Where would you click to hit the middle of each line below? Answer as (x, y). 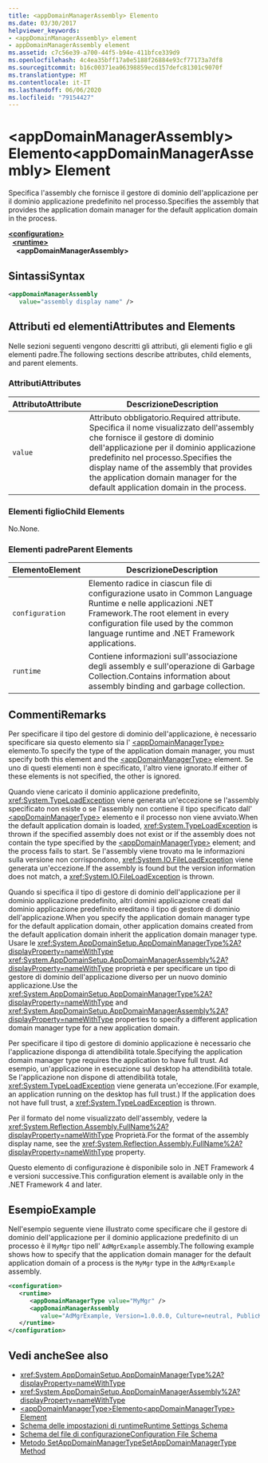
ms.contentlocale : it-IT (49, 82)
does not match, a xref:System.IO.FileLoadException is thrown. (112, 877)
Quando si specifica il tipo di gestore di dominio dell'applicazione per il (124, 892)
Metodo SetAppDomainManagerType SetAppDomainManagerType (128, 1443)
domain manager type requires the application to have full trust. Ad (118, 1061)
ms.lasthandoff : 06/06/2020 (55, 90)
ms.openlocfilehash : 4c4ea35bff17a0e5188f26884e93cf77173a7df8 (116, 61)
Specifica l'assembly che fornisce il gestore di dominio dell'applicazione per (134, 193)
